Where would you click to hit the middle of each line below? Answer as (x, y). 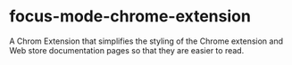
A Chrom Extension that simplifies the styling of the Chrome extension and (146, 41)
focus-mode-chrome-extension (130, 16)
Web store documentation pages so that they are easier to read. (127, 50)
